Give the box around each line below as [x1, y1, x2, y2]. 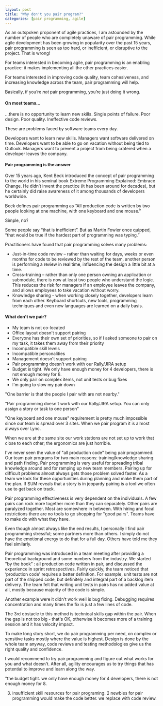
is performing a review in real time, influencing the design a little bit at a [12, 261, 155, 267]
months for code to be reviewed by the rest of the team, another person [12, 256, 156, 262]
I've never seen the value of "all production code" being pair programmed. [5, 450, 154, 455]
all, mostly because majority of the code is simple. [5, 587, 105, 592]
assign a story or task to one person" [5, 406, 79, 412]
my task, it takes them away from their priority [12, 340, 104, 346]
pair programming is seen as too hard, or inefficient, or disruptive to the [5, 45, 148, 51]
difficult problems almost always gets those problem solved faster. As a [5, 470, 148, 476]
